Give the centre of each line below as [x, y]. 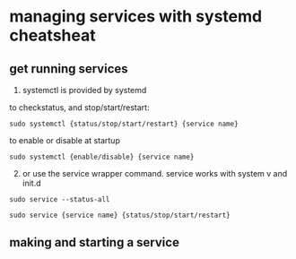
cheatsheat [52, 35]
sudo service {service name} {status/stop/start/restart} [120, 215]
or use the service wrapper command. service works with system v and [155, 173]
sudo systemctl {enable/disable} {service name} [102, 157]
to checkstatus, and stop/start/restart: [79, 108]
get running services [69, 69]
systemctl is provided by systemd [84, 90]
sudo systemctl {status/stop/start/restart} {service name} [124, 124]
